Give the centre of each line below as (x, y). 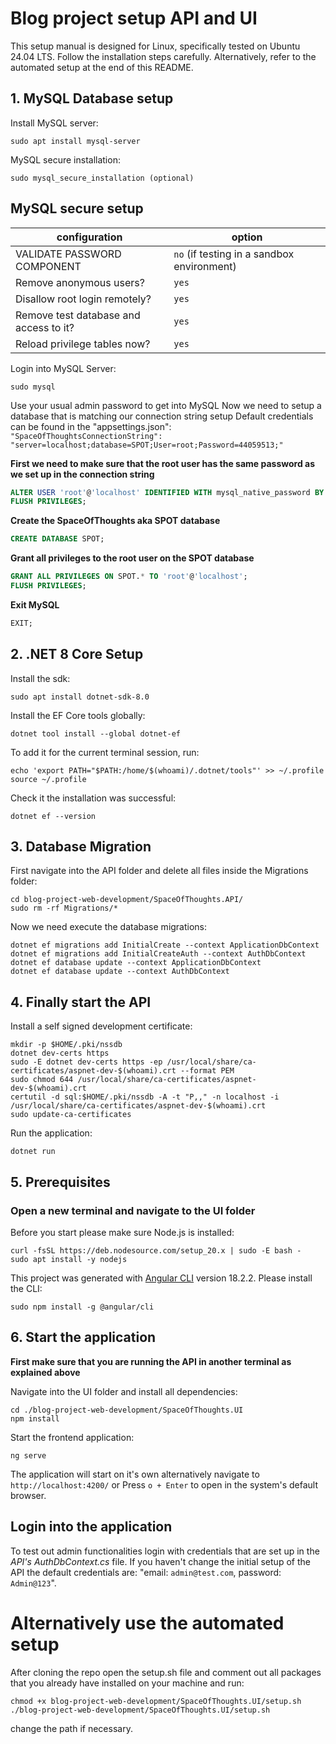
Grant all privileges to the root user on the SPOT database (132, 558)
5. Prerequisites (60, 1182)
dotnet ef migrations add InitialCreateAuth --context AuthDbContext (158, 954)
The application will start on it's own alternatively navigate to (135, 1474)
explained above (45, 1372)
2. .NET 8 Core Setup (77, 654)
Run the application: (51, 1133)
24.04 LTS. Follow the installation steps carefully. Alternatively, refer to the (163, 56)
